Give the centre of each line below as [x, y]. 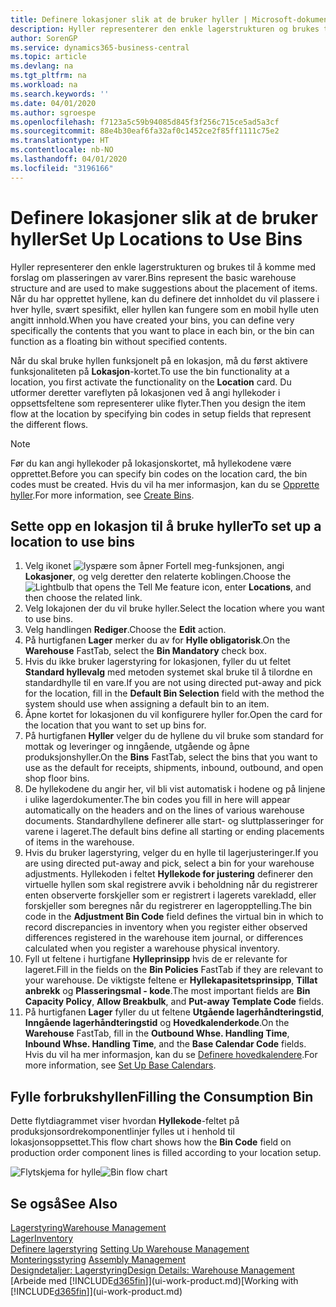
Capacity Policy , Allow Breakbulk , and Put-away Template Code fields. [174, 1002]
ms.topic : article [48, 57]
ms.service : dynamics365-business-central [100, 47]
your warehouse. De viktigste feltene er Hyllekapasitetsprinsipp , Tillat [171, 980]
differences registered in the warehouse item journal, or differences [164, 938]
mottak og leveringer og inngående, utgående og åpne [137, 747]
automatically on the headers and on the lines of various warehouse [164, 810]
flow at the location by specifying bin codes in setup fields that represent [161, 413]
